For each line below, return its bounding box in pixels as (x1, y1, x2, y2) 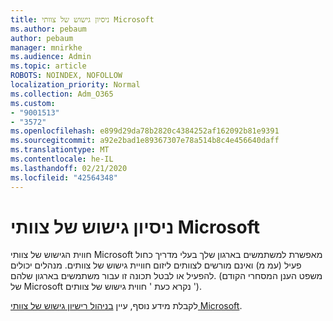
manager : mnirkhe (10, 42, 83, 53)
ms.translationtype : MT (10, 145, 110, 155)
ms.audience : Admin (10, 52, 92, 62)
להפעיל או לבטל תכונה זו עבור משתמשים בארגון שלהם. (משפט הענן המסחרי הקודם (10, 270, 323, 282)
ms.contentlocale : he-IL (10, 154, 114, 164)
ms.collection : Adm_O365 (10, 89, 114, 99)
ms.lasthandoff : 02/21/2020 (10, 163, 128, 173)
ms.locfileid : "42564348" (10, 172, 118, 183)
